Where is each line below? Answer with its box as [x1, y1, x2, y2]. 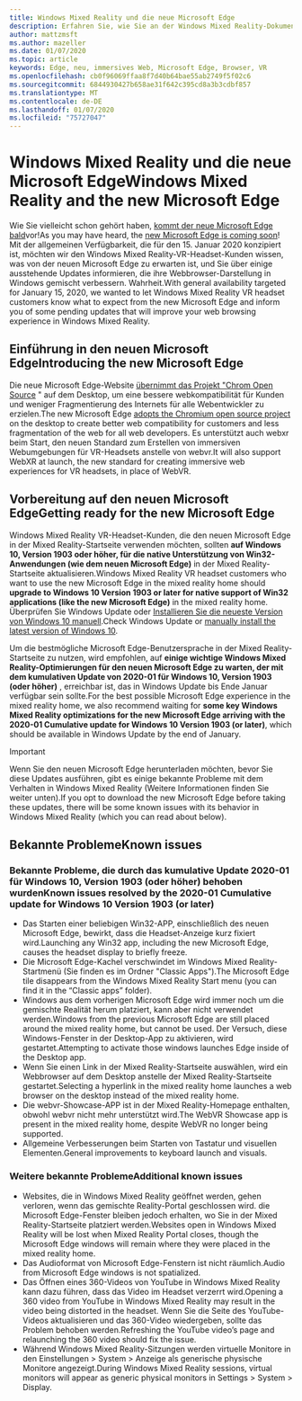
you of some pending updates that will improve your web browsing [9, 307, 256, 317]
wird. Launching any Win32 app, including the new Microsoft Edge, [22, 937, 270, 949]
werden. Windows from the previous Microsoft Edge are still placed [22, 1013, 270, 1025]
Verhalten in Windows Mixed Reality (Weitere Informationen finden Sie [9, 782, 270, 793]
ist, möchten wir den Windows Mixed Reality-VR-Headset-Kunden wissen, [9, 249, 284, 260]
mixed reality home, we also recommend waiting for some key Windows [9, 700, 279, 710]
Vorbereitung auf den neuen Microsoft [9, 492, 229, 507]
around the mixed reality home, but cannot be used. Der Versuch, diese [22, 1023, 288, 1034]
